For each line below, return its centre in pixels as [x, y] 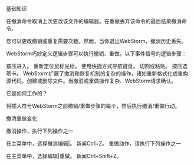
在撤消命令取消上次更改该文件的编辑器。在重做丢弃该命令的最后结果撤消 [94, 21]
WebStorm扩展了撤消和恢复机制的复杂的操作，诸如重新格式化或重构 [106, 73]
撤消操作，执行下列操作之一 [40, 131]
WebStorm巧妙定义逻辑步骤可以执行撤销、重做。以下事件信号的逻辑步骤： [96, 54]
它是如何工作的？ [27, 93]
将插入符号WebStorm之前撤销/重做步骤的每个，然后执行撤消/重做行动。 [93, 106]
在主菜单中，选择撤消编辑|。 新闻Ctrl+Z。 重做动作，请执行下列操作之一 [94, 143]
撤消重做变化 [22, 118]
